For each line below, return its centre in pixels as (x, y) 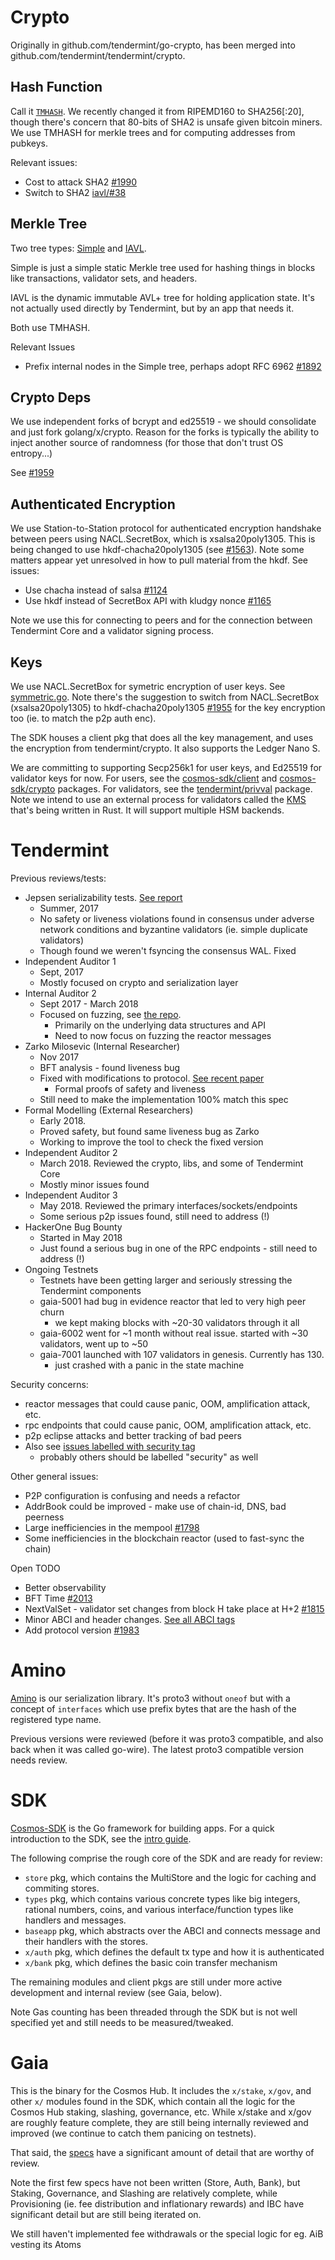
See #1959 (32, 473)
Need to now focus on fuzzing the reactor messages (163, 1035)
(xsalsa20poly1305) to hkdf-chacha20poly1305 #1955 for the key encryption (168, 707)
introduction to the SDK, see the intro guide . (101, 1838)
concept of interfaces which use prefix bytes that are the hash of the (153, 1708)
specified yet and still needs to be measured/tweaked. (122, 2022)
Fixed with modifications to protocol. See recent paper (152, 1078)
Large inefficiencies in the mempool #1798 (112, 1527)
